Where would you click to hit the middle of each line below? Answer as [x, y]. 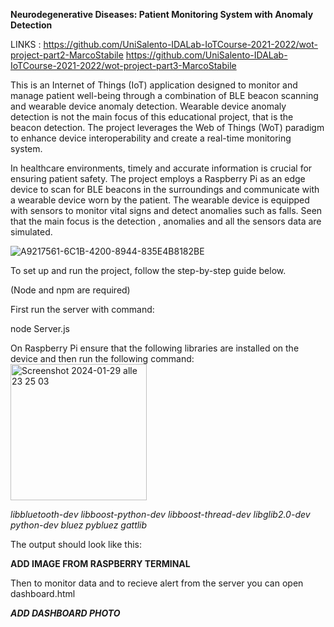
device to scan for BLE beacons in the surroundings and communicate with [165, 189]
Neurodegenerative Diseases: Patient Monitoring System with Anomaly [162, 14]
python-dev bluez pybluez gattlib [79, 525]
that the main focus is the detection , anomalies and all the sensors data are [166, 221]
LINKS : [26, 44]
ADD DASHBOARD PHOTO [65, 613]
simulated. [31, 232]
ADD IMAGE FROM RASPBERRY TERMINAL [100, 563]
